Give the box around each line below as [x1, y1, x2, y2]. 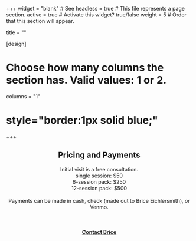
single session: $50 [76, 172, 123, 179]
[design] [6, 41, 27, 47]
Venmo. [89, 203, 109, 210]
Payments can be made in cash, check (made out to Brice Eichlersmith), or [8, 197, 190, 204]
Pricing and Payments [58, 150, 141, 160]
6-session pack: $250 [72, 178, 126, 185]
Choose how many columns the [6, 61, 164, 74]
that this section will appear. [6, 18, 75, 24]
